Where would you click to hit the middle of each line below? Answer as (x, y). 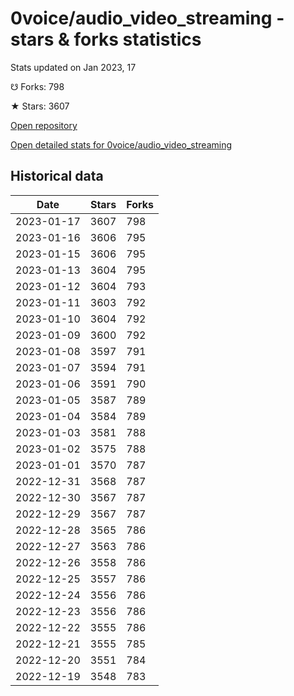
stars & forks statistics (106, 39)
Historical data (57, 176)
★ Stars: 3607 (40, 106)
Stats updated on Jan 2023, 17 (73, 67)
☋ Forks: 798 (37, 86)
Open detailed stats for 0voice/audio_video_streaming (121, 144)
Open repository (44, 125)
